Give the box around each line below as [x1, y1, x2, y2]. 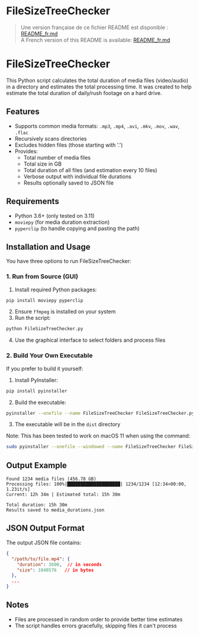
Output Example [6, 460, 67, 470]
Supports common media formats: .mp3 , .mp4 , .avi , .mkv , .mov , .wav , [14, 122, 179, 129]
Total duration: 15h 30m [6, 502, 68, 508]
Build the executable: [14, 399, 66, 406]
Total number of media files [23, 154, 91, 161]
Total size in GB [23, 160, 62, 167]
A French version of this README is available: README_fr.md [20, 36, 171, 43]
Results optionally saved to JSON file [23, 179, 114, 186]
